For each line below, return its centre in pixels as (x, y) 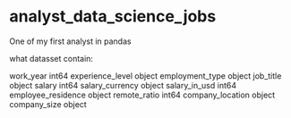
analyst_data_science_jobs (113, 17)
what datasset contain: (51, 58)
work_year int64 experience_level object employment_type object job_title (145, 76)
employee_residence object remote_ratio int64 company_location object (142, 95)
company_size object (48, 104)
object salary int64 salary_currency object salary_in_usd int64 (123, 85)
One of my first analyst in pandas (70, 41)
